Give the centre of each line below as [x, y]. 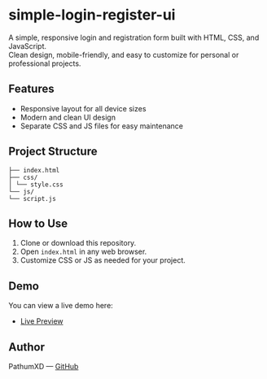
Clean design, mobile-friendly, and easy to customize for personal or [124, 54]
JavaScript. [28, 46]
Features [31, 89]
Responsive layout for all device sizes [83, 108]
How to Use [38, 223]
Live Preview [42, 321]
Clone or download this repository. [78, 243]
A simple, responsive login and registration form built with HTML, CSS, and [134, 37]
